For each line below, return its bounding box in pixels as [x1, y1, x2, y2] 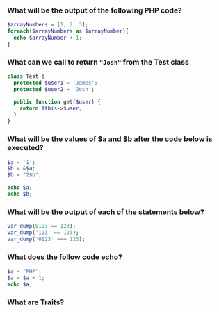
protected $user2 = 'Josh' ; [13, 85, 95, 92]
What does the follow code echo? [7, 252, 123, 262]
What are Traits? [7, 297, 65, 307]
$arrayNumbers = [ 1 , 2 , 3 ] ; [7, 22, 89, 28]
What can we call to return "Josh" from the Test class [7, 57, 189, 67]
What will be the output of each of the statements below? [7, 207, 205, 217]
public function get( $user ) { [13, 98, 101, 106]
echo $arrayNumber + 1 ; [13, 34, 82, 42]
